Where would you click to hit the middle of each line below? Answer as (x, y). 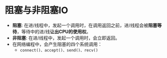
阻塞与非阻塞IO (37, 10)
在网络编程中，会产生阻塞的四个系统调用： (57, 44)
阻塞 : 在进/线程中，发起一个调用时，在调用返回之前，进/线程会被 (80, 25)
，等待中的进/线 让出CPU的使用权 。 (54, 31)
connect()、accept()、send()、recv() (59, 50)
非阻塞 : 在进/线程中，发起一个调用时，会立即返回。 (66, 38)
